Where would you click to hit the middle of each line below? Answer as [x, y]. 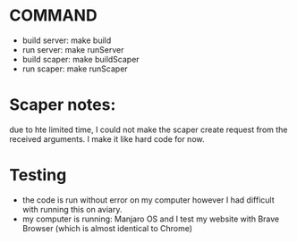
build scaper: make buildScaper [81, 59]
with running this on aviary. [72, 209]
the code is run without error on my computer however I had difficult [148, 200]
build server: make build [67, 40]
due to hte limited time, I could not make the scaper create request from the [148, 129]
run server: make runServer [73, 49]
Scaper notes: [63, 105]
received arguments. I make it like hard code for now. [107, 138]
